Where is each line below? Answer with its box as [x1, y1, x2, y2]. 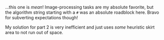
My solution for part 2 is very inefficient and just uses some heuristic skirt [5, 24, 155, 30]
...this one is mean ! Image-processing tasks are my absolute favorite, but [5, 4, 154, 10]
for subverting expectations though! [5, 15, 78, 20]
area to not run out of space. [5, 30, 63, 35]
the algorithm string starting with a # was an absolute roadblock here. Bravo [5, 9, 160, 15]
